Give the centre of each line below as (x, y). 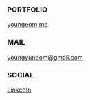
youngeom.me (27, 25)
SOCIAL (21, 75)
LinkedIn (19, 90)
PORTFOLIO (27, 10)
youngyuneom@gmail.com (45, 57)
